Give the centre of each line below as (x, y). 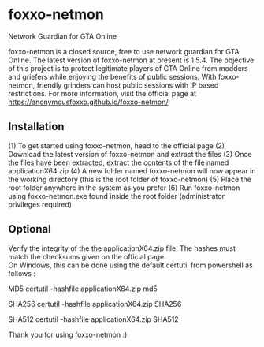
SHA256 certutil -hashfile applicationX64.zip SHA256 (95, 304)
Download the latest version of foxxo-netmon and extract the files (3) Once (130, 154)
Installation (36, 127)
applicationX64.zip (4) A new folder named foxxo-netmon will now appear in (132, 170)
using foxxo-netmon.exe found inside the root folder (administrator (116, 196)
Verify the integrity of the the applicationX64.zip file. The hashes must (122, 248)
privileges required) (40, 204)
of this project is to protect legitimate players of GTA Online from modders (128, 68)
